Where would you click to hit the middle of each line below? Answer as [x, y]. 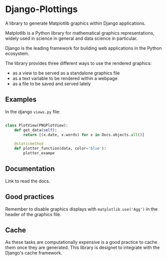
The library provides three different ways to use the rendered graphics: [78, 63]
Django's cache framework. [34, 253]
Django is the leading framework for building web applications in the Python [83, 48]
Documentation [30, 169]
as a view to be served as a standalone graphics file [66, 73]
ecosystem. [17, 53]
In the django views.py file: [33, 111]
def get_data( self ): [36, 130]
